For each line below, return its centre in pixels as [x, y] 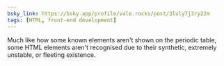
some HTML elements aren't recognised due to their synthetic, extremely [112, 47]
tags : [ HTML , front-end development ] [62, 20]
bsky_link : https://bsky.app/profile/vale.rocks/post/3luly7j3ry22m [109, 14]
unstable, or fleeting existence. [51, 55]
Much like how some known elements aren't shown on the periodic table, [112, 40]
